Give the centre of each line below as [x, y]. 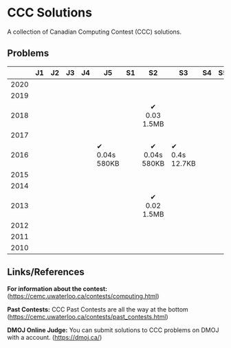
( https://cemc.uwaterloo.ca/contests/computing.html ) [83, 296]
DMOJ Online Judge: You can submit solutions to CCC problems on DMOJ [113, 330]
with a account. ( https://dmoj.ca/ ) [55, 337]
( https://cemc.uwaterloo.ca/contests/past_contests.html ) [88, 316]
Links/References [46, 272]
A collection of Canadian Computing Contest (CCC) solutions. [95, 32]
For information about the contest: [57, 289]
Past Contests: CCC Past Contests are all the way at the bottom [98, 309]
